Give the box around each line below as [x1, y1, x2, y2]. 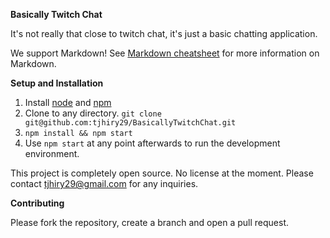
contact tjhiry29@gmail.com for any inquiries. [10, 178, 199, 189]
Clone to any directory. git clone [24, 107, 162, 119]
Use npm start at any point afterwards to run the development [24, 137, 281, 149]
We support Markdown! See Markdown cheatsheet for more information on [10, 47, 320, 59]
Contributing [10, 197, 65, 209]
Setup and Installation [10, 77, 104, 89]
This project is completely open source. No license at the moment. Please [10, 167, 314, 179]
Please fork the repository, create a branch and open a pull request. [10, 217, 290, 228]
